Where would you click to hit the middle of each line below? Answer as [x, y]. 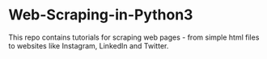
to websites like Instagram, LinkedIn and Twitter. [89, 45]
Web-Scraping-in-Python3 [101, 15]
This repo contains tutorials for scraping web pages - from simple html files [134, 37]
